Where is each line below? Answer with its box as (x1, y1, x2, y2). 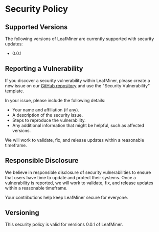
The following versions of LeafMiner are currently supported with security (5, 36, 154, 42)
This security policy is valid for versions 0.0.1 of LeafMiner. (5, 221, 123, 228)
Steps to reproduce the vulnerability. (12, 117, 86, 123)
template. (5, 88, 24, 94)
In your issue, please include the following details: (5, 97, 106, 103)
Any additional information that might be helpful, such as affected (12, 122, 144, 128)
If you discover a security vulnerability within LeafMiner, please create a (5, 77, 150, 84)
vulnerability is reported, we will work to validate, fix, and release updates (5, 180, 154, 186)
